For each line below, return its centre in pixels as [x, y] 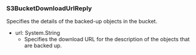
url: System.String [38, 33]
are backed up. [43, 45]
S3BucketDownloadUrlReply [49, 8]
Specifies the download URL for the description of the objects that [107, 39]
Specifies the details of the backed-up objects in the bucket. [82, 22]
